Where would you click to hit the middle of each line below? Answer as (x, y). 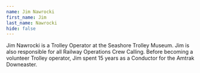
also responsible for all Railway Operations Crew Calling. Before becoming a (100, 52)
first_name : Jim (26, 17)
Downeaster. (22, 65)
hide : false (21, 28)
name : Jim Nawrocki (30, 12)
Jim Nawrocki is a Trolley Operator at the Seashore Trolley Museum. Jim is (98, 45)
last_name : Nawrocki (32, 23)
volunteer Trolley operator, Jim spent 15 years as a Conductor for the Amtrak (100, 58)
